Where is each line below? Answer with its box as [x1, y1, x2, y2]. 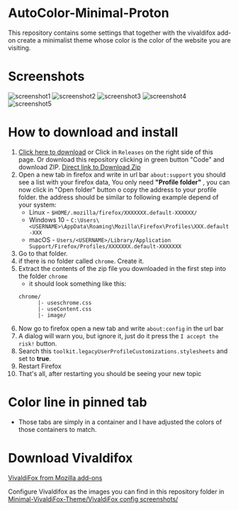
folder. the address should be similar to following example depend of [18, 193, 219, 201]
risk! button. [18, 339, 57, 348]
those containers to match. [18, 425, 97, 433]
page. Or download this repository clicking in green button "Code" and [18, 155, 225, 164]
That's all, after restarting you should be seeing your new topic [18, 369, 202, 377]
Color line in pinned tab [8, 394, 147, 410]
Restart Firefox [18, 362, 62, 370]
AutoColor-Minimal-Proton [8, 5, 169, 21]
